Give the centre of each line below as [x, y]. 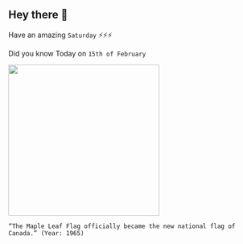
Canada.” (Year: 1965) [46, 233]
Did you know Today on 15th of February [77, 53]
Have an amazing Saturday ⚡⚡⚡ [60, 35]
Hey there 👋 [38, 15]
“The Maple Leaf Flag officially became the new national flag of [122, 226]
